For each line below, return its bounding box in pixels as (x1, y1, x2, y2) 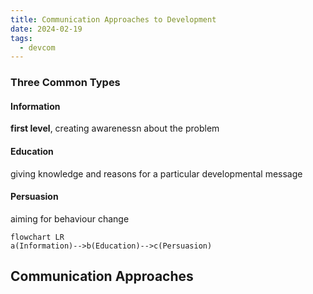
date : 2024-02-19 (10, 24, 83, 34)
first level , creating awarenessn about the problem (10, 122, 220, 135)
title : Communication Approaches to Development (10, 14, 217, 25)
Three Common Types (10, 76, 121, 90)
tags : (10, 33, 33, 43)
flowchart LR (10, 232, 65, 242)
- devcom (19, 42, 56, 53)
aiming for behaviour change (10, 212, 130, 225)
